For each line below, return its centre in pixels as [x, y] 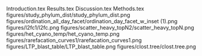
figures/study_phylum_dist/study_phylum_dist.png [68, 15]
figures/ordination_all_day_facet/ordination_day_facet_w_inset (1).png [92, 21]
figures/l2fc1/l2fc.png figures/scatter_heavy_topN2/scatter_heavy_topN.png [100, 27]
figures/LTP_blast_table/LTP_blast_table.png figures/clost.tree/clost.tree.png [101, 46]
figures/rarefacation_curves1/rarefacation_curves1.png [74, 40]
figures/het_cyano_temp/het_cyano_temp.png [63, 34]
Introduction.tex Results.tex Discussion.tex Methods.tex [75, 9]
